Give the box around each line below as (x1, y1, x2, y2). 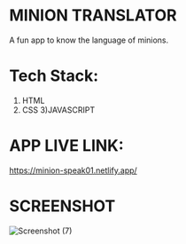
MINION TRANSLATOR (9, 5, 177, 26)
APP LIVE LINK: (9, 136, 124, 156)
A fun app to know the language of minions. (9, 35, 169, 45)
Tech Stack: (9, 66, 99, 86)
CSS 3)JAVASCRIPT (21, 104, 96, 115)
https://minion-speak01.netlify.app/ (9, 165, 137, 176)
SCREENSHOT (9, 196, 116, 216)
